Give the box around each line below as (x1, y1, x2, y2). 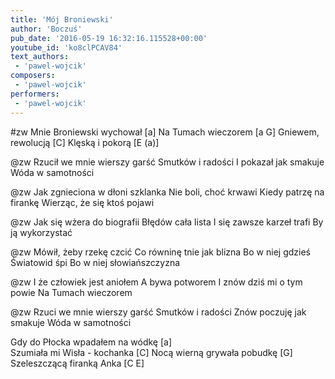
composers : (10, 71, 56, 81)
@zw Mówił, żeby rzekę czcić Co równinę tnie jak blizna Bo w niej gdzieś (10, 246, 311, 258)
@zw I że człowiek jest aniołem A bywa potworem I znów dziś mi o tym (10, 276, 303, 288)
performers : (10, 89, 60, 99)
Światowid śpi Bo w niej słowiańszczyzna (10, 256, 181, 268)
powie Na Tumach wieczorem (10, 286, 133, 298)
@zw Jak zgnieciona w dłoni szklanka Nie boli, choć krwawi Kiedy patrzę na (10, 186, 325, 198)
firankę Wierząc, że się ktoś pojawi (10, 196, 155, 208)
